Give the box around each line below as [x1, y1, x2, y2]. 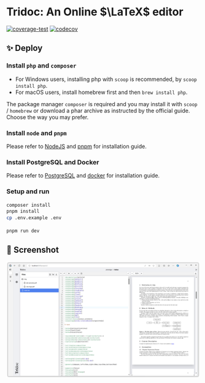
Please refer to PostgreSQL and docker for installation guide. [6, 172, 160, 179]
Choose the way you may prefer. [6, 113, 89, 121]
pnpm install [6, 208, 40, 215]
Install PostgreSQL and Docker [6, 158, 99, 166]
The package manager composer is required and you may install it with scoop [6, 100, 198, 107]
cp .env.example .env [6, 215, 62, 221]
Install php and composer [6, 61, 77, 70]
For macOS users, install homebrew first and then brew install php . [15, 88, 188, 96]
